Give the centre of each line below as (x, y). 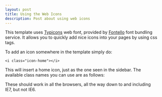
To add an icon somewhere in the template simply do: (59, 52)
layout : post (18, 9)
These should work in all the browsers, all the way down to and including (78, 84)
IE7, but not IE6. (21, 90)
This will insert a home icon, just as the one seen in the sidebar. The (73, 70)
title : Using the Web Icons (34, 14)
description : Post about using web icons (48, 18)
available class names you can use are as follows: (55, 75)
